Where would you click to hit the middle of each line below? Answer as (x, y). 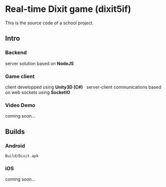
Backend (16, 53)
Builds (15, 132)
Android (15, 146)
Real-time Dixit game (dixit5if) (68, 9)
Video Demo (20, 105)
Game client (20, 76)
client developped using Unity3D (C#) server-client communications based (83, 87)
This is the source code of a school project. (50, 23)
